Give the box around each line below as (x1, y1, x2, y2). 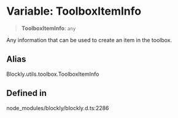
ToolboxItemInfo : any (21, 24, 76, 32)
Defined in (6, 88, 47, 98)
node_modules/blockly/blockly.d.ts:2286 (6, 104, 109, 111)
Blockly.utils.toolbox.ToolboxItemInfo (6, 70, 99, 78)
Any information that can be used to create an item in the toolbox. (6, 36, 172, 43)
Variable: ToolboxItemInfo (6, 4, 142, 18)
